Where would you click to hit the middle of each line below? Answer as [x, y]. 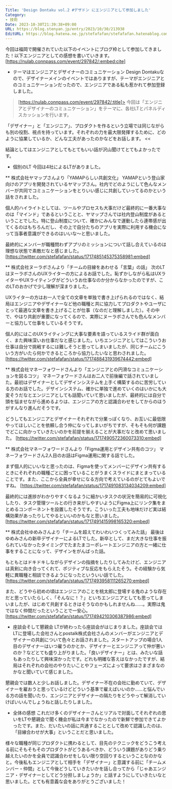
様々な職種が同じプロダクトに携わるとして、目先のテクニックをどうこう [81, 743]
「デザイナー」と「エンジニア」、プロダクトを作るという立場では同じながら [85, 126]
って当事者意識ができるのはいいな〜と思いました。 [59, 233]
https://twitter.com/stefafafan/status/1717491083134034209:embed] [94, 486]
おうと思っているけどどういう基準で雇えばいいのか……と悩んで [94, 689]
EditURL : [15, 34]
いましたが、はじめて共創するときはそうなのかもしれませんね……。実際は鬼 [85, 604]
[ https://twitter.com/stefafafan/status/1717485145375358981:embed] [78, 257]
